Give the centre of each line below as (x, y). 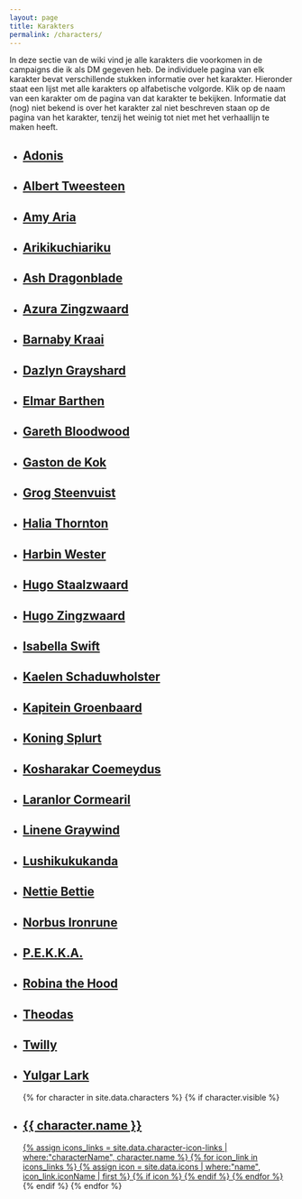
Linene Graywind (71, 830)
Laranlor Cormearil (76, 799)
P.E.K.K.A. (53, 953)
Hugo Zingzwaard (74, 616)
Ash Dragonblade (73, 278)
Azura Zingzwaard (75, 309)
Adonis (43, 156)
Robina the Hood (70, 984)
